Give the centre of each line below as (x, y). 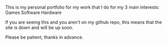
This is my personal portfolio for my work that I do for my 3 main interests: (82, 7)
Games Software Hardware (33, 12)
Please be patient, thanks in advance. (44, 37)
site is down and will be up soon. (39, 27)
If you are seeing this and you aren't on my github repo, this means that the (83, 22)
